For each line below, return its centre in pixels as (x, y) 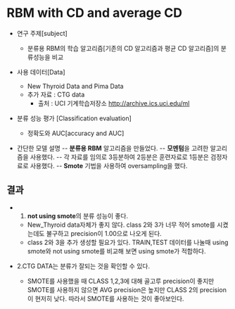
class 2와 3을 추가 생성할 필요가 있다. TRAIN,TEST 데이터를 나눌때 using (128, 242)
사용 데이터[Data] (41, 72)
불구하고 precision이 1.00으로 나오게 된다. (104, 233)
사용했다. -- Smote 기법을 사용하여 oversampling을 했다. (109, 165)
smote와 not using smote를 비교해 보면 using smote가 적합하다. (116, 251)
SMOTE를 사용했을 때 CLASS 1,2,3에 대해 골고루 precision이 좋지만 (121, 281)
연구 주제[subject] (42, 33)
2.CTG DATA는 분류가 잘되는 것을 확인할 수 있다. (83, 266)
